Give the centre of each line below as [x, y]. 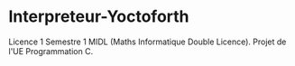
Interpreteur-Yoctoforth [99, 17]
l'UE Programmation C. [51, 51]
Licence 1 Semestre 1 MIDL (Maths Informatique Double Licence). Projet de [147, 42]
